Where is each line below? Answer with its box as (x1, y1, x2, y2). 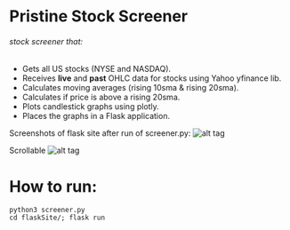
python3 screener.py (9, 206, 86, 215)
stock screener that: (9, 36, 84, 46)
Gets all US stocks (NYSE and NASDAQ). (21, 64, 172, 75)
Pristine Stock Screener (9, 6, 189, 27)
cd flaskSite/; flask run (9, 213, 105, 223)
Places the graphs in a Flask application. (21, 111, 171, 122)
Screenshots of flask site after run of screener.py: (9, 128, 191, 139)
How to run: (9, 176, 98, 196)
